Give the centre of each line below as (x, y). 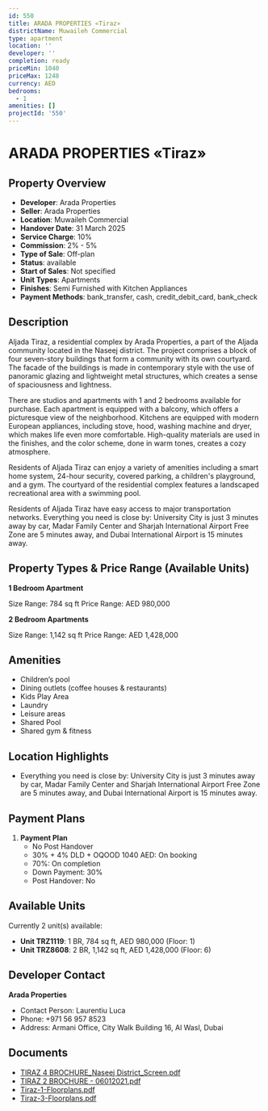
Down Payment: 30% (67, 872)
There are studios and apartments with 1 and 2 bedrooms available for (125, 400)
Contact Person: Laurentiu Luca (73, 1010)
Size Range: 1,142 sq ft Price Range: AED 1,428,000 (94, 635)
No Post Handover (63, 847)
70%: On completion (66, 864)
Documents (38, 1053)
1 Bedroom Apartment (46, 588)
